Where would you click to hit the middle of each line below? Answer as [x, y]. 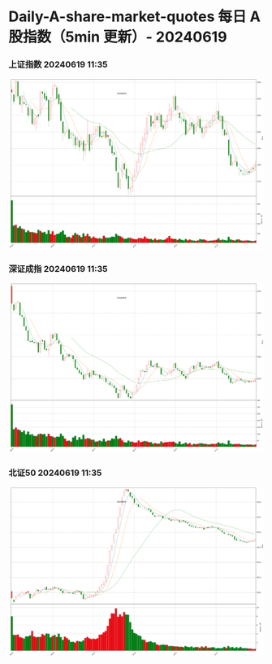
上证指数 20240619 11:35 [58, 64]
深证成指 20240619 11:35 [58, 269]
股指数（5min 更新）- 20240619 [118, 37]
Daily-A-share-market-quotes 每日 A [135, 17]
